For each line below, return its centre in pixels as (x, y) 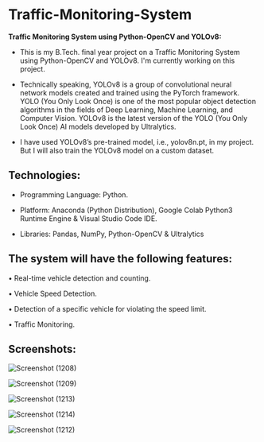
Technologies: (45, 175)
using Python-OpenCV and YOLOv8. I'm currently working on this (127, 60)
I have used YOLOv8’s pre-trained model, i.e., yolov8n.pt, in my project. (137, 142)
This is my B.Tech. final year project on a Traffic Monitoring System (130, 52)
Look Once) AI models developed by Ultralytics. (98, 126)
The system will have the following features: (120, 259)
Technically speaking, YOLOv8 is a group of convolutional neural (126, 84)
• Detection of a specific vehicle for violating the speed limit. (107, 308)
